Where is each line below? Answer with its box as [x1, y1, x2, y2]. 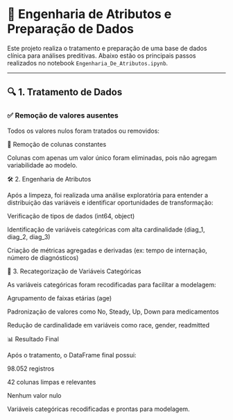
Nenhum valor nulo [7, 391, 62, 399]
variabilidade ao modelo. [7, 161, 78, 169]
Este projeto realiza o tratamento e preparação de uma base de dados [7, 44, 207, 52]
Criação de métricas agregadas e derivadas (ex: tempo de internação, [7, 246, 208, 255]
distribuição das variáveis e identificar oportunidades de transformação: [7, 198, 214, 207]
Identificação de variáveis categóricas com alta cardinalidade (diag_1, [7, 225, 206, 234]
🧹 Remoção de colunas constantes [7, 140, 107, 148]
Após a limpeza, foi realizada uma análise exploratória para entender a [7, 191, 209, 199]
